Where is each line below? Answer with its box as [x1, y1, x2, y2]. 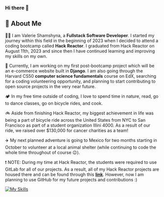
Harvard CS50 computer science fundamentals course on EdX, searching [5, 73, 156, 79]
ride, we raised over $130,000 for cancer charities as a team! [5, 127, 129, 133]
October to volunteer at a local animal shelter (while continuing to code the [5, 144, 156, 150]
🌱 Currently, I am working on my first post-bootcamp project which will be [5, 63, 155, 68]
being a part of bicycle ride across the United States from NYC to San [5, 117, 146, 123]
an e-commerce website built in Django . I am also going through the [5, 68, 143, 74]
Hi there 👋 [5, 4, 29, 11]
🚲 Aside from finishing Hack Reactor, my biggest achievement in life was [5, 110, 154, 116]
